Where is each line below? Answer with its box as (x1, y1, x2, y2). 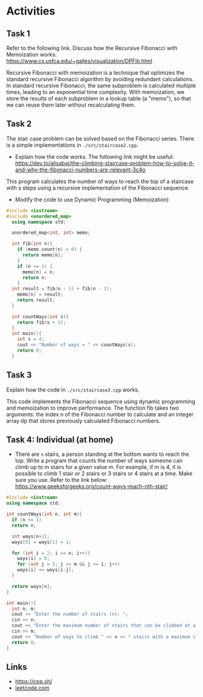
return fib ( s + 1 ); (17, 319, 66, 325)
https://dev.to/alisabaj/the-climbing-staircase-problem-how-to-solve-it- (14, 159, 195, 167)
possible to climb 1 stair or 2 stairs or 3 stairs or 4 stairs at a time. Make (14, 470, 193, 477)
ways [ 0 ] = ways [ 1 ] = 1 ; (11, 539, 71, 545)
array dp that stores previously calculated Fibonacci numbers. (6, 417, 161, 424)
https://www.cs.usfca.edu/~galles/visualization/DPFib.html (6, 58, 153, 64)
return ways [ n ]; (11, 583, 53, 589)
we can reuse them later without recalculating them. (6, 101, 136, 108)
